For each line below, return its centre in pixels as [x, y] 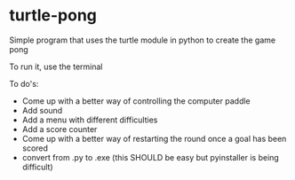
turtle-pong [53, 16]
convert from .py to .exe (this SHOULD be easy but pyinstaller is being [151, 157]
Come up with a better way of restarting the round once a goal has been [154, 138]
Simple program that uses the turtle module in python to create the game [143, 40]
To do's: [24, 83]
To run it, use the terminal [56, 67]
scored [35, 148]
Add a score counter [60, 129]
